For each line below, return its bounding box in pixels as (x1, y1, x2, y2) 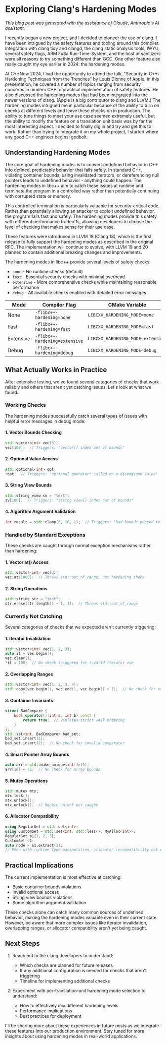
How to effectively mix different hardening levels (19, 1002, 119, 1008)
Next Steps (5, 939, 40, 948)
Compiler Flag (42, 301, 76, 308)
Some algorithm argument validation (12, 900, 86, 906)
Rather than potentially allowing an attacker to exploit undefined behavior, (5, 208, 155, 214)
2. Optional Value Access (5, 456, 58, 462)
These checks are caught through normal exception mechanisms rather (5, 543, 151, 549)
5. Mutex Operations (5, 778, 48, 784)
